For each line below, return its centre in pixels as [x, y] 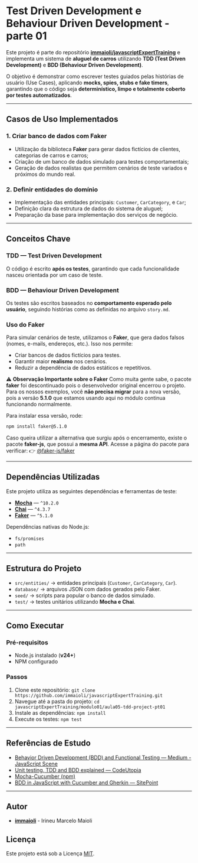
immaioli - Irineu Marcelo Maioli [53, 821]
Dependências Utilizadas [53, 477]
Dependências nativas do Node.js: [48, 526]
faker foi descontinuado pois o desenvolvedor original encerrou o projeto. [96, 386]
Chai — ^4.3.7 [32, 509]
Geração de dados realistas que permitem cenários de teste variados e [101, 168]
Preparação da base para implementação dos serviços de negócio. [96, 214]
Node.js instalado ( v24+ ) [45, 655]
